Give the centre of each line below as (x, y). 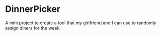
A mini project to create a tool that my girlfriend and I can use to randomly (81, 23)
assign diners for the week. (33, 28)
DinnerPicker (33, 9)
